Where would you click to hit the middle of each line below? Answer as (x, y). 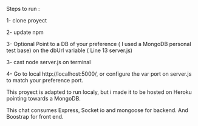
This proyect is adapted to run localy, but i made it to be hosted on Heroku (99, 92)
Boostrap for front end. (35, 117)
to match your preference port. (45, 80)
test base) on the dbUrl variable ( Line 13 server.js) (69, 50)
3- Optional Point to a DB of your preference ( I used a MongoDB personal (99, 44)
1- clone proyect (27, 20)
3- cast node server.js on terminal (49, 62)
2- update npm (25, 32)
